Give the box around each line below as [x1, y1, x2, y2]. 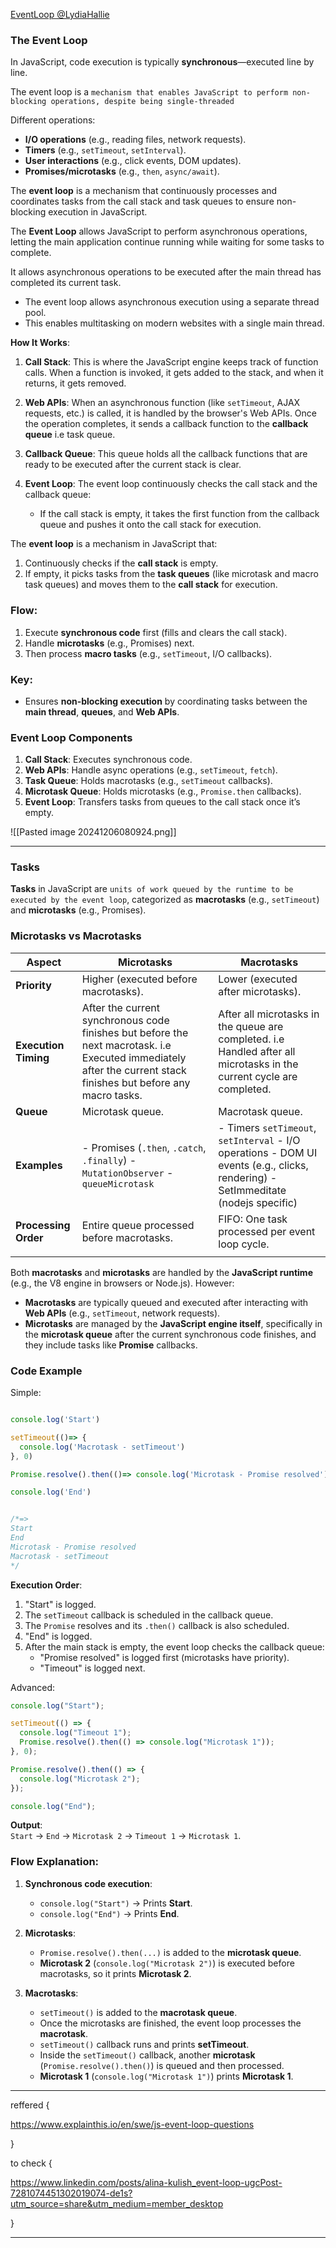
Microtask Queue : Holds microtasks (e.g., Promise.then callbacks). [24, 785, 302, 798]
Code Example [10, 1364, 83, 1378]
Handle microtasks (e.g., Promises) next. [24, 637, 195, 649]
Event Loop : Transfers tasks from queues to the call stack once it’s [24, 796, 301, 808]
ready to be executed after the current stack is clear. [24, 459, 242, 471]
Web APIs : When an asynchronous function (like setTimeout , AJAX [24, 397, 301, 409]
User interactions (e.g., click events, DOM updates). [24, 155, 242, 167]
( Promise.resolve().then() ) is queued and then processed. [39, 2059, 285, 2071]
